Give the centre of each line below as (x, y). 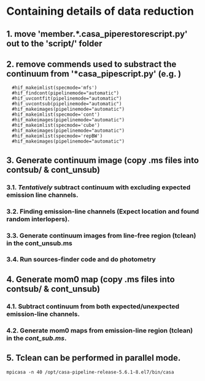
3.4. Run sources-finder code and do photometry (81, 260)
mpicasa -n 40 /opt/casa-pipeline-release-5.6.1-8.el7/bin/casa (90, 372)
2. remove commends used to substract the (91, 64)
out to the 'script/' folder (54, 43)
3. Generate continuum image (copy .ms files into (103, 160)
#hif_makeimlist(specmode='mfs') (55, 88)
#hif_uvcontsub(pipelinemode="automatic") (67, 104)
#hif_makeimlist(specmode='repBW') (57, 136)
